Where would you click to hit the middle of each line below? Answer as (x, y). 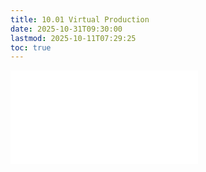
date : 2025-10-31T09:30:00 (66, 29)
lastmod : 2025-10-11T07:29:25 (73, 38)
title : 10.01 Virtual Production (80, 19)
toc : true (31, 47)
